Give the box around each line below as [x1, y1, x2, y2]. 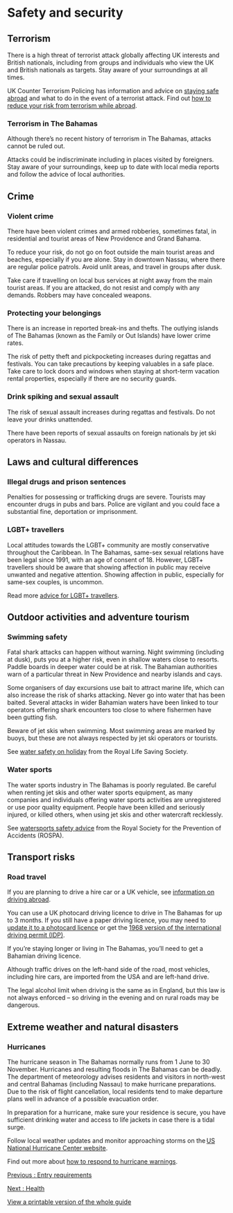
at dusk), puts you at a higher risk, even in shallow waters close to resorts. [7, 655, 220, 664]
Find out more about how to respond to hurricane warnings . [7, 1157, 178, 1166]
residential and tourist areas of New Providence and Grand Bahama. [7, 234, 202, 243]
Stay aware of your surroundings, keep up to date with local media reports [7, 163, 220, 171]
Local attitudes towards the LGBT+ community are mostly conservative [7, 540, 209, 549]
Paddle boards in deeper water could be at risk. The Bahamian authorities [7, 663, 218, 671]
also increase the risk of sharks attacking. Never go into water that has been [7, 691, 225, 700]
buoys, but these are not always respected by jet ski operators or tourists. [7, 734, 218, 742]
